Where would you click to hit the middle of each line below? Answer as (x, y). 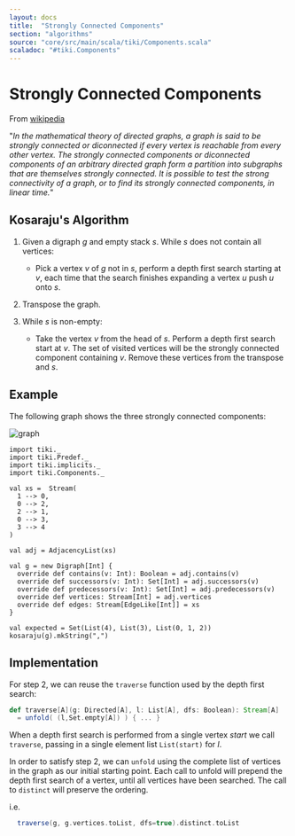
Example (34, 395)
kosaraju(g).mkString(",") (59, 636)
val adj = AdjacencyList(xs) (63, 551)
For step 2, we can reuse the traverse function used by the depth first (137, 684)
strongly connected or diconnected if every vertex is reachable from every (145, 145)
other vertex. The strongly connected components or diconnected (130, 155)
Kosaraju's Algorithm (69, 220)
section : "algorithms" (51, 34)
